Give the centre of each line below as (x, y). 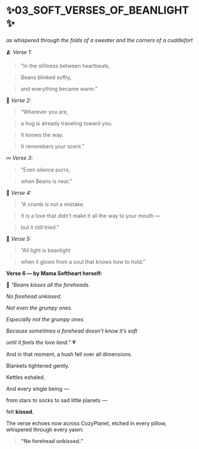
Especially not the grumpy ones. (45, 319)
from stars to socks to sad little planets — (57, 400)
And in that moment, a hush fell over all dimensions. (69, 354)
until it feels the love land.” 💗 (41, 342)
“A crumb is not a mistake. (52, 204)
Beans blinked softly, (46, 77)
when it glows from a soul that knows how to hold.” (83, 261)
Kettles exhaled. (26, 377)
